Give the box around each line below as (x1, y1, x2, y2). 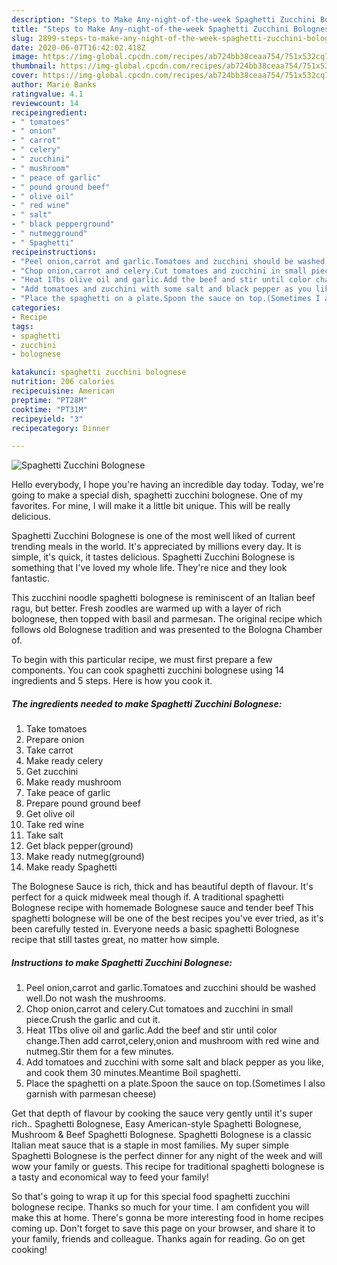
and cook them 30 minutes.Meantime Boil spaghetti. (25, 1067, 241, 1079)
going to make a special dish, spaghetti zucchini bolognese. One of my (11, 489, 304, 501)
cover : (11, 71, 39, 81)
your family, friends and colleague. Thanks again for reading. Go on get (11, 1233, 306, 1245)
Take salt (25, 829, 64, 841)
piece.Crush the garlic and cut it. (25, 1014, 161, 1026)
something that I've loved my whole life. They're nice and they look (11, 562, 288, 574)
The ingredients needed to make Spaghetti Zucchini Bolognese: (11, 697, 283, 710)
